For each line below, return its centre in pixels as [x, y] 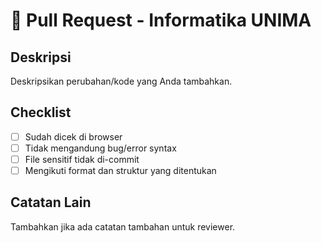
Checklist [41, 112]
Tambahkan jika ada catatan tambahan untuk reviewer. [123, 226]
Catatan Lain [51, 202]
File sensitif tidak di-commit [82, 159]
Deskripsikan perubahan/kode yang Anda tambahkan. [121, 81]
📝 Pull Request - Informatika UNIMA [161, 20]
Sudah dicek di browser [73, 136]
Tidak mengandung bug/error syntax [100, 148]
